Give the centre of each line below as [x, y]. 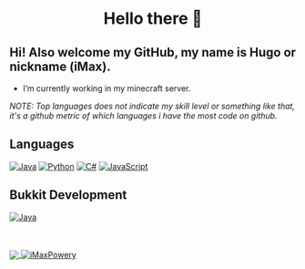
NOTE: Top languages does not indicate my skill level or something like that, [152, 106]
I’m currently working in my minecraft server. [107, 88]
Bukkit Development [68, 195]
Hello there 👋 [153, 19]
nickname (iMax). [60, 66]
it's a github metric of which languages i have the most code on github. [143, 116]
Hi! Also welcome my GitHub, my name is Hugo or [153, 52]
